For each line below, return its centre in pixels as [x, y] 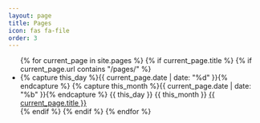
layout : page [30, 16]
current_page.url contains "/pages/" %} [85, 69]
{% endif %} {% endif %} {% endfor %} [85, 112]
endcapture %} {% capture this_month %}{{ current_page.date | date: [135, 86]
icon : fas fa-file [39, 30]
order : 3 [23, 38]
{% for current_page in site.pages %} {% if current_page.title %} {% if [136, 61]
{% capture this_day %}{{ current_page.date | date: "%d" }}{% [124, 77]
